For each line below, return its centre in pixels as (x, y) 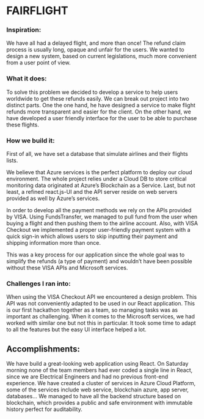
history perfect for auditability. (44, 409)
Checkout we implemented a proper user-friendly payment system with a (98, 230)
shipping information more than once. (53, 243)
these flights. (23, 125)
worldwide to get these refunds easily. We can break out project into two (98, 98)
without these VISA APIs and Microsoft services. (67, 268)
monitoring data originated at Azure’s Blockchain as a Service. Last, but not (101, 185)
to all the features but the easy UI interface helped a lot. (76, 329)
